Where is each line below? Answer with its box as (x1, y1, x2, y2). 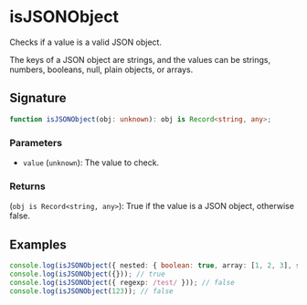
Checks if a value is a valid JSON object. (9, 37, 163, 47)
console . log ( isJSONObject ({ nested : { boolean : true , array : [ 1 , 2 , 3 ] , (9, 261, 292, 270)
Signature (9, 90, 67, 106)
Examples (9, 237, 67, 252)
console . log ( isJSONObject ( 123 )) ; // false (9, 286, 174, 296)
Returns (9, 180, 46, 193)
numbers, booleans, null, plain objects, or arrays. (9, 64, 194, 75)
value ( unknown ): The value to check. (22, 157, 160, 168)
